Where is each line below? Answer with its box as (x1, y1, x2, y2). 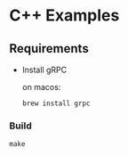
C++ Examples (9, 5, 120, 26)
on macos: (21, 82, 61, 92)
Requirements (9, 41, 89, 56)
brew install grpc (21, 99, 91, 108)
